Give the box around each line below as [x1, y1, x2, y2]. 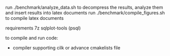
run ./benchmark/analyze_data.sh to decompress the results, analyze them [5, 5, 163, 10]
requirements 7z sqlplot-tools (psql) [5, 25, 81, 31]
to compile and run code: [5, 35, 58, 41]
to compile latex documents [5, 15, 64, 21]
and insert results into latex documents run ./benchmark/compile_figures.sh [5, 10, 165, 16]
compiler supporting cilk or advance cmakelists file [12, 45, 120, 50]
